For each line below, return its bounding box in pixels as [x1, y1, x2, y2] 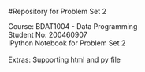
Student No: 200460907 [8, 31, 88, 39]
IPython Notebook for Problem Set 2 [8, 38, 126, 48]
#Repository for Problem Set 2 [8, 7, 106, 16]
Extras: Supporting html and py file [8, 55, 121, 64]
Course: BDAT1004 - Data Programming [8, 22, 138, 31]
